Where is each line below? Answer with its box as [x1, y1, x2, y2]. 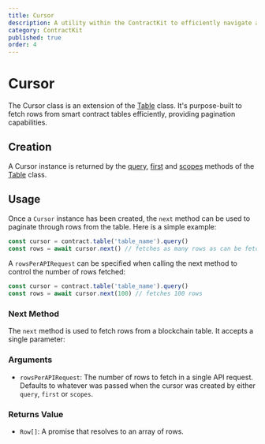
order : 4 [8, 41, 37, 49]
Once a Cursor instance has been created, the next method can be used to [8, 214, 251, 223]
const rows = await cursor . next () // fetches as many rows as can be [8, 244, 242, 252]
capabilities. [8, 118, 47, 127]
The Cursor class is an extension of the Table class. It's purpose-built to [8, 101, 242, 110]
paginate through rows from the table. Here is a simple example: [8, 222, 217, 231]
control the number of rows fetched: [8, 267, 126, 277]
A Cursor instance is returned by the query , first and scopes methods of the [8, 161, 255, 170]
